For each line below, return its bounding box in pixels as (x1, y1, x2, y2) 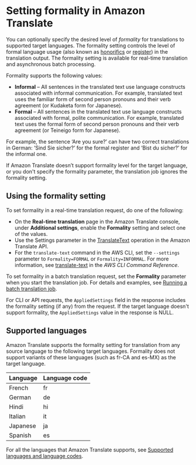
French (9, 384, 29, 392)
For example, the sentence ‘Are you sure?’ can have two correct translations (6, 138, 190, 145)
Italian (9, 412, 26, 420)
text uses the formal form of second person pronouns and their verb (14, 120, 180, 127)
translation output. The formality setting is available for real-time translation (6, 54, 188, 61)
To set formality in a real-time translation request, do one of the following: (6, 206, 184, 214)
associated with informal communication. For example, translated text (14, 89, 183, 96)
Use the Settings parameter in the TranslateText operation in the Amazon (14, 237, 190, 244)
